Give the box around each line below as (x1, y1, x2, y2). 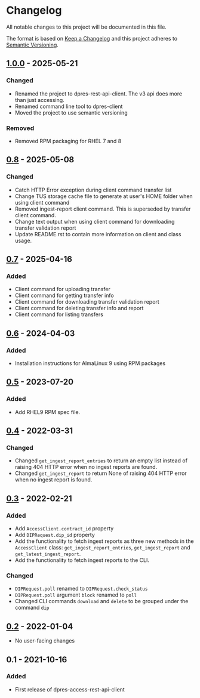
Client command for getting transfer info (14, 292, 115, 299)
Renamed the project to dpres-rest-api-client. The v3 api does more (14, 90, 183, 97)
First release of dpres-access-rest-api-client (14, 685, 125, 693)
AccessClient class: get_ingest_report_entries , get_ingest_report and (14, 544, 190, 551)
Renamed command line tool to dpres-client (14, 103, 123, 110)
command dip (14, 604, 50, 611)
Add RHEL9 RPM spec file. (14, 408, 81, 415)
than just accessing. (14, 96, 64, 103)
